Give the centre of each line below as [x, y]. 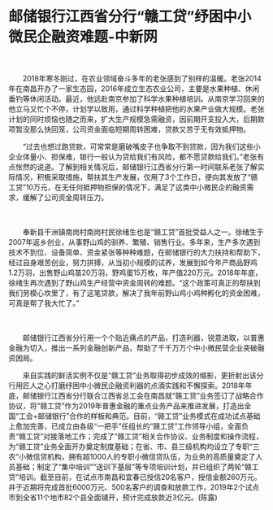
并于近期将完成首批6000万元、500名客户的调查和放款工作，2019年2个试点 [134, 487]
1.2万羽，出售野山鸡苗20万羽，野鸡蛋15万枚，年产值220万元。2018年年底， [135, 272]
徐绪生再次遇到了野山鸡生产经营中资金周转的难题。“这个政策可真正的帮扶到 [135, 282]
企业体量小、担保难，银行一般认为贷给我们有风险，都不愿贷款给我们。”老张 [133, 156]
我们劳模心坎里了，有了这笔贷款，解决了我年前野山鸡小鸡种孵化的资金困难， [136, 293]
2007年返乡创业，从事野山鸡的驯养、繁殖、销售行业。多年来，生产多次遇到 [134, 242]
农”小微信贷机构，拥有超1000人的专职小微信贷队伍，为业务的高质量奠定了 [132, 456]
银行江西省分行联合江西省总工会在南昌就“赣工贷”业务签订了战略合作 [150, 395]
